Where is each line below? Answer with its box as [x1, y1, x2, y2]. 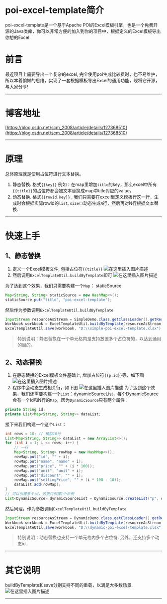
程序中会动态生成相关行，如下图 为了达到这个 [12, 384, 151, 390]
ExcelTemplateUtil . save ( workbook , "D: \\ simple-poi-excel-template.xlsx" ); [5, 326, 164, 331]
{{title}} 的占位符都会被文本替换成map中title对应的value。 [12, 187, 134, 193]
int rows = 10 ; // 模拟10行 [5, 431, 61, 436]
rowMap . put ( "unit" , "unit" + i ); [14, 468, 83, 473]
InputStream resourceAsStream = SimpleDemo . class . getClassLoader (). [5, 317, 150, 322]
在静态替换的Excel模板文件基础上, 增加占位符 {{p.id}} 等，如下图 [12, 372, 144, 378]
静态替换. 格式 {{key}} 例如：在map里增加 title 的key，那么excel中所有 [12, 181, 158, 187]
